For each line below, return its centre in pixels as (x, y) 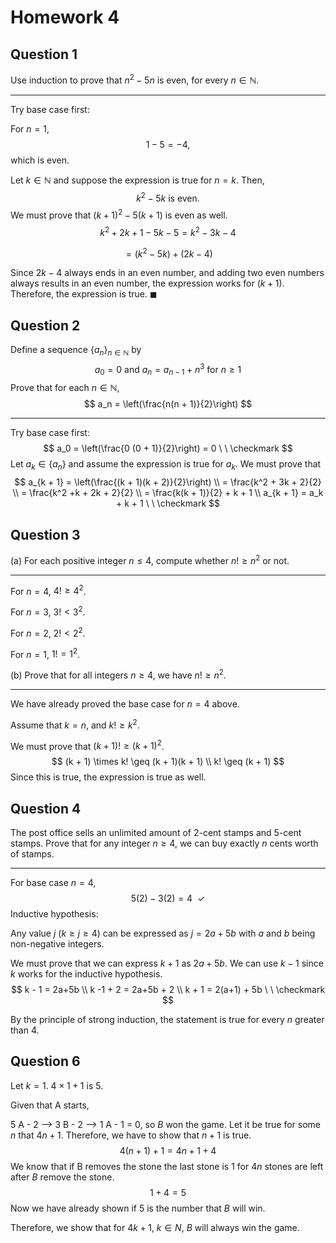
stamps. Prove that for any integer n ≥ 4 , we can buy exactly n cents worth (164, 843)
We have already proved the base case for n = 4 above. (125, 703)
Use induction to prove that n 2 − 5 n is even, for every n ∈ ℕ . (135, 79)
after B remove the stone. (62, 1177)
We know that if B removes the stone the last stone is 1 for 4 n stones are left (167, 1166)
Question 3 (45, 534)
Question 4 (46, 808)
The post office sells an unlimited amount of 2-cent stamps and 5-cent (156, 833)
